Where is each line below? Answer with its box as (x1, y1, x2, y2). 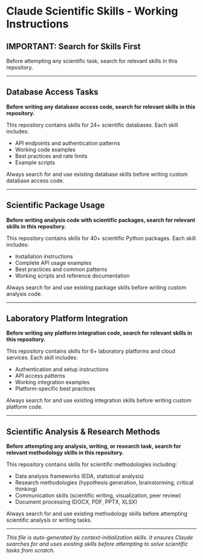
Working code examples (14, 145, 76, 153)
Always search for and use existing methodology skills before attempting (6, 510, 188, 518)
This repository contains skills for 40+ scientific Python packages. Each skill (6, 235, 196, 242)
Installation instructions (14, 253, 74, 260)
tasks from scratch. (6, 547, 56, 554)
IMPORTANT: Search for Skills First (6, 41, 141, 52)
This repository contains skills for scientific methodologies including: (6, 461, 177, 468)
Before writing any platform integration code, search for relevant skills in (6, 329, 192, 337)
